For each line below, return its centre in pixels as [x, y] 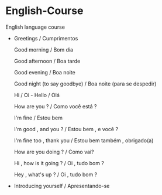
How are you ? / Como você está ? [55, 106]
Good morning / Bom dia [44, 49]
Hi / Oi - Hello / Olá [37, 95]
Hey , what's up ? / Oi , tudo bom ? [56, 175]
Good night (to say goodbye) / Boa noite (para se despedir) [85, 84]
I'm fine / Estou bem [38, 118]
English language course [35, 27]
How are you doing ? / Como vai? [54, 152]
